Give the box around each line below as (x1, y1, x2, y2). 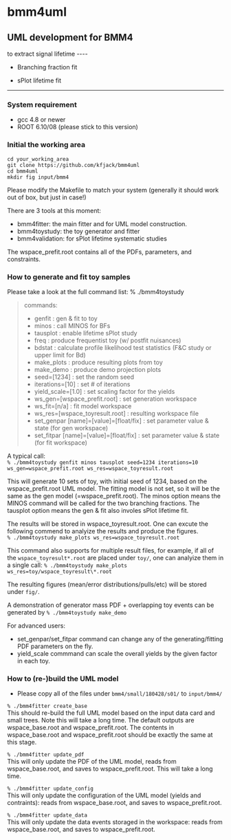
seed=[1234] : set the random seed (34, 373, 135, 381)
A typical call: (7, 452, 46, 460)
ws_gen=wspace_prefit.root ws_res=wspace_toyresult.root (7, 465, 174, 472)
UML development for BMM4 (7, 32, 133, 43)
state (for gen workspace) (34, 423, 109, 432)
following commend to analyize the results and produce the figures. (7, 527, 199, 535)
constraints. (7, 255, 41, 263)
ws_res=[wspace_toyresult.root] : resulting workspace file (34, 409, 199, 417)
